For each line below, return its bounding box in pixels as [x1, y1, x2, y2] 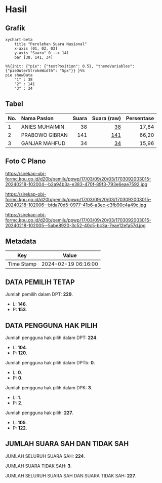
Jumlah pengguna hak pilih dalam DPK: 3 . [5, 385, 93, 391]
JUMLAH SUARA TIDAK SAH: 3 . [5, 463, 72, 469]
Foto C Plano [5, 157, 46, 166]
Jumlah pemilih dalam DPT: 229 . [5, 291, 73, 298]
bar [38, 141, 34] [14, 55, 53, 60]
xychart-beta [5, 37, 33, 42]
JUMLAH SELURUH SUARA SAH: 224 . [5, 453, 85, 459]
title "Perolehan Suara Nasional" [14, 42, 87, 47]
